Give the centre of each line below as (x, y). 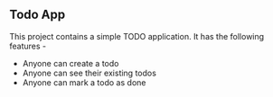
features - (28, 46)
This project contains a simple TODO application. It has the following (137, 36)
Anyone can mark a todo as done (84, 82)
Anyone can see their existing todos (89, 73)
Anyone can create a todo (71, 63)
